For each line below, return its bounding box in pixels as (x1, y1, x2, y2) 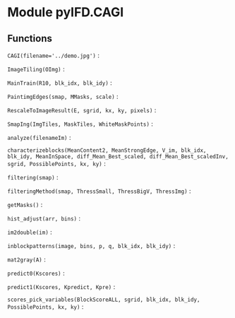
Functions (7, 33, 53, 45)
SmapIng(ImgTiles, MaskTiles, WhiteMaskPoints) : (7, 119, 154, 128)
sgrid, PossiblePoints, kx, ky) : (7, 160, 106, 167)
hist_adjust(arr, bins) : (7, 214, 81, 223)
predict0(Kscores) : (7, 269, 65, 277)
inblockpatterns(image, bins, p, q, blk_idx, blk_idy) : (7, 242, 176, 249)
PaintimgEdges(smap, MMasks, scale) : (7, 93, 119, 100)
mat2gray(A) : (7, 255, 46, 264)
